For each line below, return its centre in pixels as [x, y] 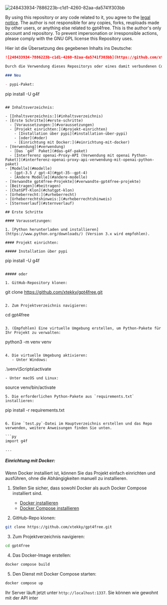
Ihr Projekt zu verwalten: [33, 332]
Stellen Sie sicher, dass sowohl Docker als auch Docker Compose [80, 488]
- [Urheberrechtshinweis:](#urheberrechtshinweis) [59, 199]
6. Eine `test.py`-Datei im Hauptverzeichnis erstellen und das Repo [79, 424]
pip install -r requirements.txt [35, 410]
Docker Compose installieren [49, 508]
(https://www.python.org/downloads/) [44, 234]
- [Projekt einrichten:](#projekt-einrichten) [59, 129]
